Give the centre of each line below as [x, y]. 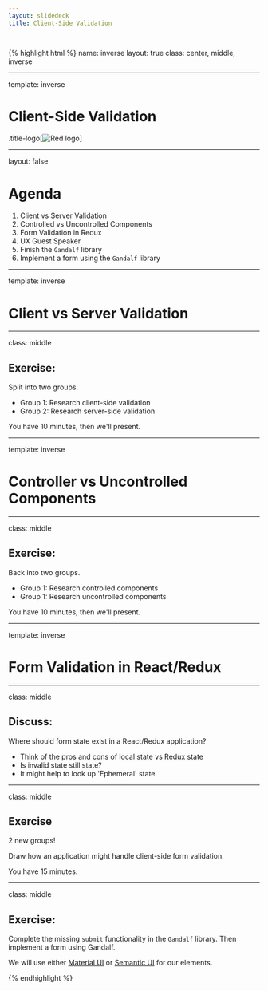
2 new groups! [32, 841]
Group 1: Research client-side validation [85, 403]
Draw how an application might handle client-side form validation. [116, 856]
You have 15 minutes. [43, 871]
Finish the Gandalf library [61, 250]
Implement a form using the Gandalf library [90, 258]
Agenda [35, 193]
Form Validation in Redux [61, 233]
